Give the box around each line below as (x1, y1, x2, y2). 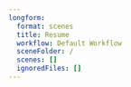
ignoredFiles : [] (16, 64, 82, 73)
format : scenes (16, 22, 74, 31)
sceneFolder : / (16, 47, 74, 56)
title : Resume (16, 30, 70, 39)
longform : (8, 13, 46, 23)
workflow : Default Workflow (16, 38, 123, 48)
